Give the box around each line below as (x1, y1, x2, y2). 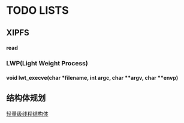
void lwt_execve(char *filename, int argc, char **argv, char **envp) (6, 74, 179, 81)
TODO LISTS (6, 4, 69, 17)
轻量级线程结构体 (6, 110, 49, 117)
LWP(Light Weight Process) (6, 59, 88, 68)
